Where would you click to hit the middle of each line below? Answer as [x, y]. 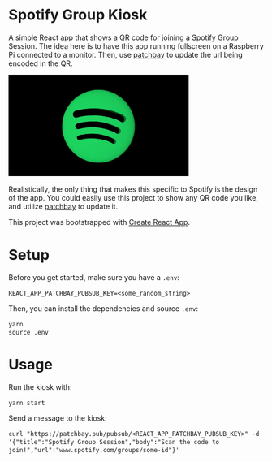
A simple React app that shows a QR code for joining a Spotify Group [123, 37]
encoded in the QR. [41, 63]
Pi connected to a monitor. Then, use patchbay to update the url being [126, 54]
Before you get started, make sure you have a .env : [94, 277]
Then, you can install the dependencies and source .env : [104, 308]
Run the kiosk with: [40, 386]
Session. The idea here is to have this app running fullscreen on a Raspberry [136, 45]
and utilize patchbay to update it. [63, 206]
